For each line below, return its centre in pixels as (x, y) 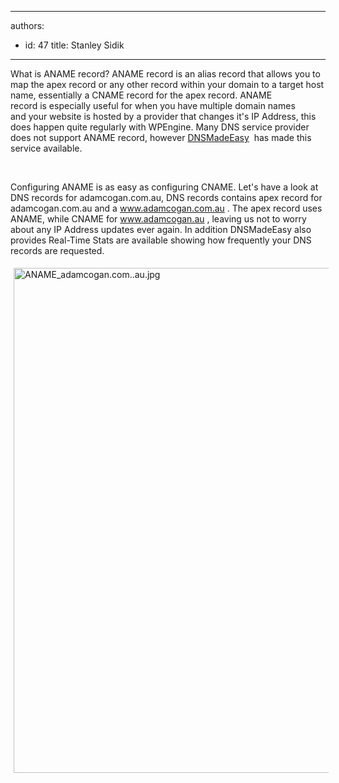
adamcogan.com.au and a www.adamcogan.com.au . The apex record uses (166, 208)
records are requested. (57, 250)
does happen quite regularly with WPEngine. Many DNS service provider (160, 127)
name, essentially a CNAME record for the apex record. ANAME (141, 95)
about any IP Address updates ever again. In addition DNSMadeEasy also (161, 229)
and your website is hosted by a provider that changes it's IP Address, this (163, 116)
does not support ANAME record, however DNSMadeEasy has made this (161, 137)
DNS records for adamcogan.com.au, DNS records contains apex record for (166, 197)
